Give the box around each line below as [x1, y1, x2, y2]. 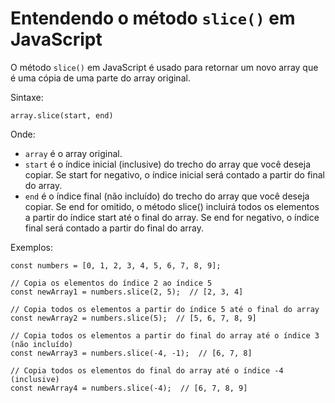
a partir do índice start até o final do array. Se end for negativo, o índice [24, 211, 320, 223]
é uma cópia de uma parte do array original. [10, 72, 191, 84]
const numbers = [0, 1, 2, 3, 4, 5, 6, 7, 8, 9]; [10, 260, 222, 271]
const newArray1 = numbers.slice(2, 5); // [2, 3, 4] [10, 287, 244, 297]
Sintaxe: [10, 91, 44, 103]
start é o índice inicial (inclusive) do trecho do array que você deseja [24, 158, 312, 170]
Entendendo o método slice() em [10, 7, 296, 30]
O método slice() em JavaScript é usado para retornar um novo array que [10, 61, 319, 73]
